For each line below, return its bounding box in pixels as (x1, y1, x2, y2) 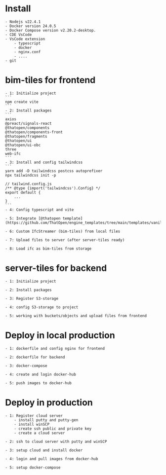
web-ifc (5, 151, 21, 156)
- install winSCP (14, 422, 50, 427)
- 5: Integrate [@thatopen (5, 216, 61, 221)
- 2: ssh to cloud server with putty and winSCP (5, 439, 107, 444)
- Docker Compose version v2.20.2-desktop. (5, 28, 96, 33)
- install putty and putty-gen (14, 417, 79, 422)
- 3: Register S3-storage (5, 296, 58, 301)
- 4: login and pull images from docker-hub (5, 456, 98, 461)
